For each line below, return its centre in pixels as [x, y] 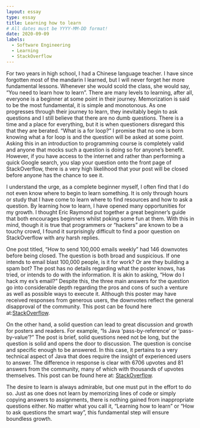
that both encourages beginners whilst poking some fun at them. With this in [100, 218]
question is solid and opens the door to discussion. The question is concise [99, 343]
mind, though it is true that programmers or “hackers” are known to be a [95, 224]
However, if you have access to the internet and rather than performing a [96, 156]
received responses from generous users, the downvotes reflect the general [100, 300]
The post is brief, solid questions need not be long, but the [107, 337]
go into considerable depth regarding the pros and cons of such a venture [97, 287]
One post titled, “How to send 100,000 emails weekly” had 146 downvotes [97, 249]
